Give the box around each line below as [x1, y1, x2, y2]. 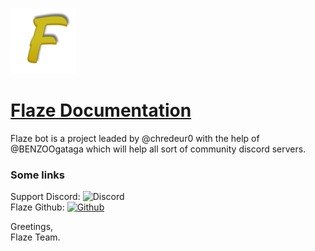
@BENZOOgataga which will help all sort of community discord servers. [10, 143, 307, 155]
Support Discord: [10, 191, 81, 203]
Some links [10, 168, 65, 182]
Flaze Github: [10, 201, 65, 213]
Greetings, [10, 221, 54, 233]
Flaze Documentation [10, 99, 192, 122]
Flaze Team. [10, 231, 61, 243]
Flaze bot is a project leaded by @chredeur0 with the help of [10, 132, 260, 144]
